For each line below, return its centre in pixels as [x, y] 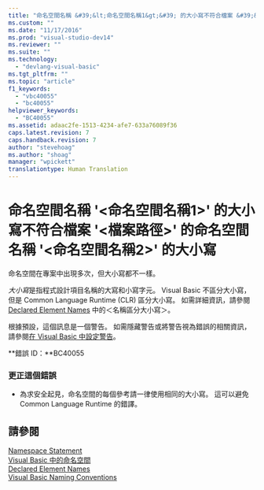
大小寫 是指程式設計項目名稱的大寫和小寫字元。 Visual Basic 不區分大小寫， [130, 290]
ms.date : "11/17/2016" [45, 30]
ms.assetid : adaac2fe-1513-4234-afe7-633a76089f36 [93, 125]
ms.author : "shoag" [40, 154]
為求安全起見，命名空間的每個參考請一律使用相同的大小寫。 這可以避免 [134, 394]
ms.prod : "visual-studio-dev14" [61, 37]
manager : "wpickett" [42, 162]
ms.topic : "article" [42, 81]
